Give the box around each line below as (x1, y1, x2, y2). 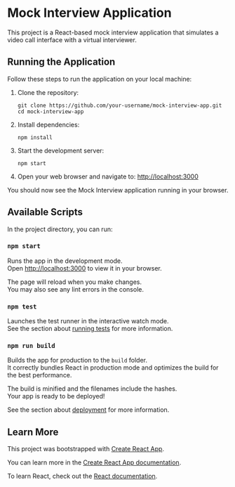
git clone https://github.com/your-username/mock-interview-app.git (17, 102, 222, 109)
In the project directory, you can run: (7, 225, 113, 233)
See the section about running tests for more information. (7, 325, 173, 333)
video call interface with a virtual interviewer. (7, 35, 137, 44)
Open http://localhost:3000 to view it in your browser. (7, 264, 163, 272)
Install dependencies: (17, 120, 80, 129)
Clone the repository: (17, 88, 79, 96)
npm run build (7, 342, 55, 350)
